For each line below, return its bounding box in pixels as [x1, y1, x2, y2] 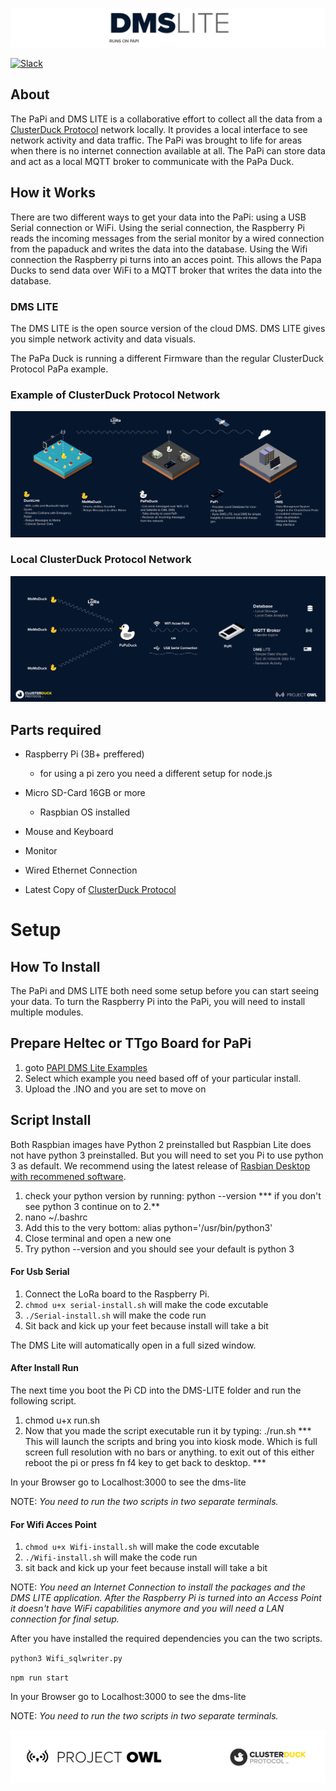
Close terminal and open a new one [24, 1232, 172, 1244]
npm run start [10, 1673, 70, 1683]
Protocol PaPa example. [10, 363, 109, 375]
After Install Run [10, 1362, 80, 1374]
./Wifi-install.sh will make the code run [24, 1551, 198, 1563]
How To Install [10, 958, 101, 975]
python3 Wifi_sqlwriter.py [10, 1654, 123, 1664]
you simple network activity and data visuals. [10, 333, 197, 345]
